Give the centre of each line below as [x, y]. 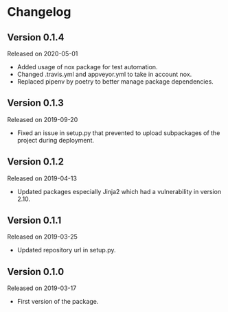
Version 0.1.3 [35, 103]
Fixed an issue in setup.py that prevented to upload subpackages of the [118, 133]
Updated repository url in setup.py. [66, 250]
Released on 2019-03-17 [42, 288]
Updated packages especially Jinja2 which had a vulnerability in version [119, 191]
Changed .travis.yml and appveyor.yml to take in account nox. [104, 74]
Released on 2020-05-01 [43, 53]
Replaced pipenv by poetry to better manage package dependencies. [115, 82]
